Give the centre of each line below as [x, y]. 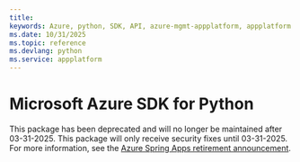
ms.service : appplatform [56, 59]
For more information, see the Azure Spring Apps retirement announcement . [150, 148]
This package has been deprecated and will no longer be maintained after [146, 129]
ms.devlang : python [46, 51]
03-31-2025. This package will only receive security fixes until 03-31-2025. [149, 138]
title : [22, 18]
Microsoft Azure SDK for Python [132, 104]
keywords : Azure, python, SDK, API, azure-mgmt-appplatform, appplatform [150, 26]
